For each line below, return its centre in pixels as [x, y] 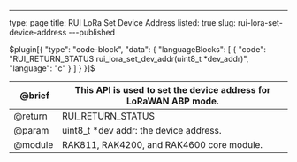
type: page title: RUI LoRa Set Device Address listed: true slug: [122, 23]
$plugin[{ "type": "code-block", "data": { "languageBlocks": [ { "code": [138, 49]
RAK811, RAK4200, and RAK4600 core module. [162, 145]
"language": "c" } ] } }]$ [52, 68]
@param [31, 131]
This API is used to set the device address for [173, 90]
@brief [35, 96]
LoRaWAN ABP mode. [173, 101]
